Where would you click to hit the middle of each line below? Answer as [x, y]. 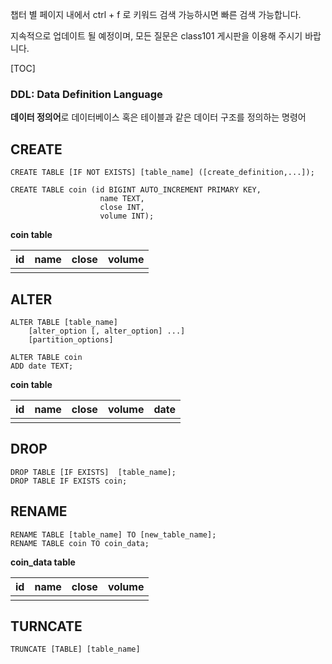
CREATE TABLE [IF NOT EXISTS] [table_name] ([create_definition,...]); [162, 173]
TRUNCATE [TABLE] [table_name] [75, 649]
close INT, [122, 208]
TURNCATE [46, 626]
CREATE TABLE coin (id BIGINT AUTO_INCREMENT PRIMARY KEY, [136, 190]
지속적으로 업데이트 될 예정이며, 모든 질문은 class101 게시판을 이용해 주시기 [156, 36]
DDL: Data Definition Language [86, 94]
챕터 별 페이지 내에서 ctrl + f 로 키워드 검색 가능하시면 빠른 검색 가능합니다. [156, 14]
